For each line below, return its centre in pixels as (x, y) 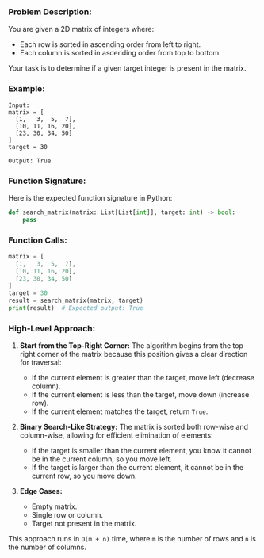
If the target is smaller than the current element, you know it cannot (142, 451)
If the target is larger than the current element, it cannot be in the (138, 468)
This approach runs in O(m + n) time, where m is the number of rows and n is (132, 539)
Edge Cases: (41, 491)
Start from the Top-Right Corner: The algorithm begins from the (125, 346)
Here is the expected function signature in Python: (90, 197)
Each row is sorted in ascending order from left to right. (110, 44)
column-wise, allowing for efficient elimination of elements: (116, 435)
